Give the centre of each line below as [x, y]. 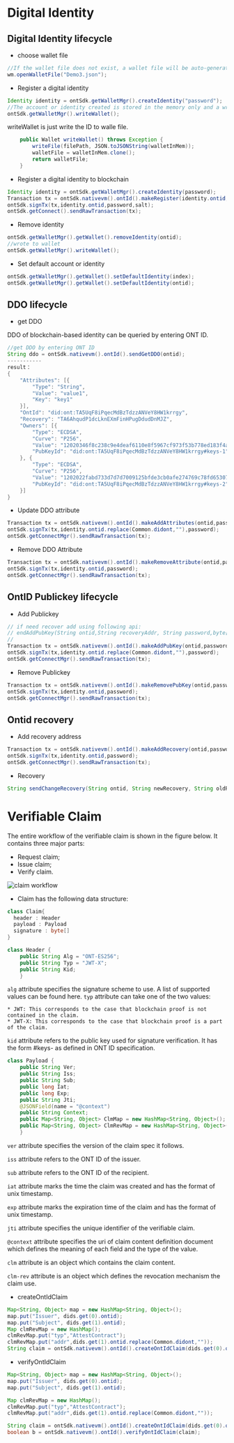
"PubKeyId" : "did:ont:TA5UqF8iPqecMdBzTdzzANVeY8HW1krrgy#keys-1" [131, 451]
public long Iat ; [45, 1086]
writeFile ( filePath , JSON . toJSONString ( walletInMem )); [114, 147]
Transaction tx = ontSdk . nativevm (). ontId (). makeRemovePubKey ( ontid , [110, 685]
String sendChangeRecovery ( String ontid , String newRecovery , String [110, 788]
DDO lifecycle [38, 305]
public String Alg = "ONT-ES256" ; [70, 956]
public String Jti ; [48, 1100]
